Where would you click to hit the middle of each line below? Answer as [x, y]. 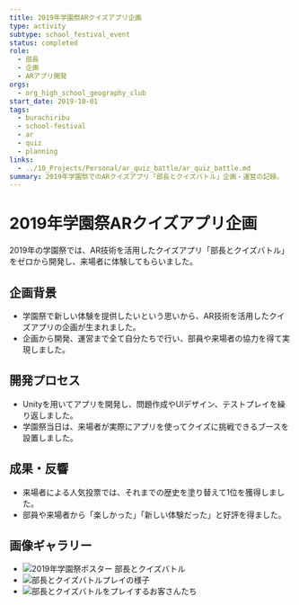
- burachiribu [44, 118]
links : [22, 160]
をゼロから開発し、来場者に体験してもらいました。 [103, 262]
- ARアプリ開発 [42, 76]
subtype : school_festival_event [70, 34]
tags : [19, 110]
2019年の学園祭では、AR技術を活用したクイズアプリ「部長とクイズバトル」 [149, 250]
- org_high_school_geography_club [82, 93]
